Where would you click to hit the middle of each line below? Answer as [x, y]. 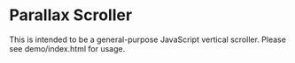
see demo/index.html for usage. [67, 48]
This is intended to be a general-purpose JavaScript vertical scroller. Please [147, 39]
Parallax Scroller [71, 15]
